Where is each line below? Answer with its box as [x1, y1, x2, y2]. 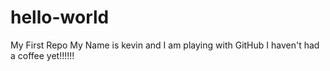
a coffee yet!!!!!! [10, 49, 75, 61]
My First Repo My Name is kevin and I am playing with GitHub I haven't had [10, 39, 320, 51]
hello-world [10, 6, 110, 29]
